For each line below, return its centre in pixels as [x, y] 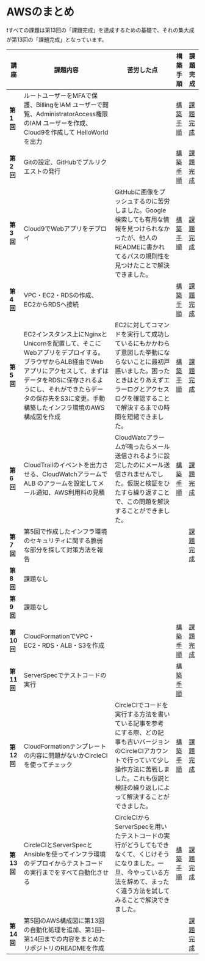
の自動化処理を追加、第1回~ [64, 930]
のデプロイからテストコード [63, 863]
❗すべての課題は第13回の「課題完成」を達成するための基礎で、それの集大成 [100, 30]
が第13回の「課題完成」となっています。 [57, 39]
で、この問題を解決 [142, 502]
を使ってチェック [48, 765]
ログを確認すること [142, 398]
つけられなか [152, 228]
